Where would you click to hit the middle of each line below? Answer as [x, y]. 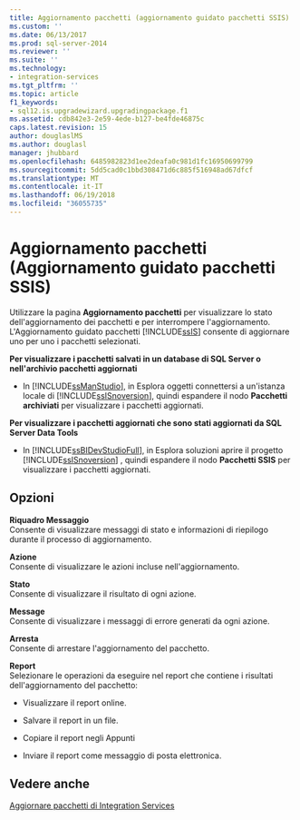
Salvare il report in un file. [71, 720]
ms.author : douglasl [48, 144]
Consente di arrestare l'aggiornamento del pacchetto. [110, 648]
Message [27, 611]
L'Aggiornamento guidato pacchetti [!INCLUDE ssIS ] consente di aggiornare [150, 331]
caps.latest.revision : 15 [58, 128]
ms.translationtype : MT [54, 178]
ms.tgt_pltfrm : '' [44, 85]
